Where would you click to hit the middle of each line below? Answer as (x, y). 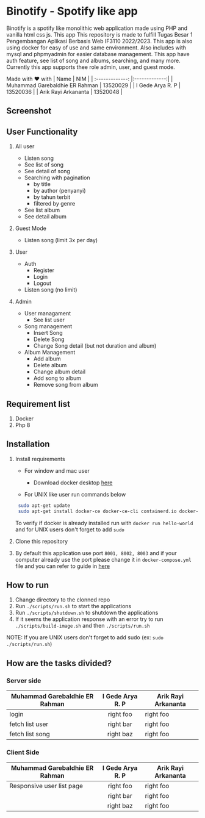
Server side (24, 680)
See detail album (45, 217)
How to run (28, 585)
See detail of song (47, 171)
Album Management (50, 353)
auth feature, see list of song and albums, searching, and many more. (94, 60)
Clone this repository (41, 541)
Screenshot (29, 111)
